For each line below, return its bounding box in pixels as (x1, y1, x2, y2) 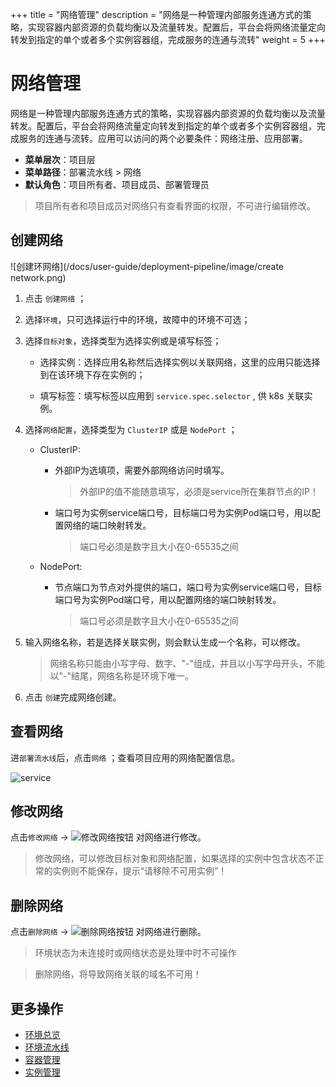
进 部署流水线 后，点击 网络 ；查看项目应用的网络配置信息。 (10, 751, 241, 763)
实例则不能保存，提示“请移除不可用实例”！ (52, 865, 228, 877)
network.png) (10, 271, 67, 283)
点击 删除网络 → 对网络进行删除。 (10, 926, 207, 938)
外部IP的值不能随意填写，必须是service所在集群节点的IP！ (79, 485, 320, 497)
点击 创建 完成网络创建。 (24, 691, 122, 703)
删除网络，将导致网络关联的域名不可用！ (34, 968, 202, 980)
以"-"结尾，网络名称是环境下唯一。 (49, 669, 195, 682)
